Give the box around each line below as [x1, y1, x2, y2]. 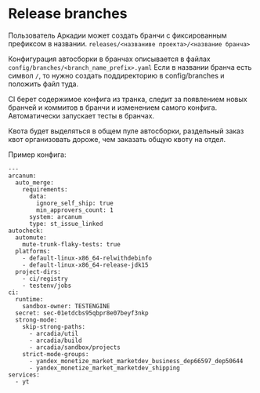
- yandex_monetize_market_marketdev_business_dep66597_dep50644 [28, 357, 244, 365]
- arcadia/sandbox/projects [28, 343, 121, 351]
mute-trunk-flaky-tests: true [22, 240, 121, 248]
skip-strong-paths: [22, 322, 86, 330]
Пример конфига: [8, 150, 67, 159]
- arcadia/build [28, 337, 82, 344]
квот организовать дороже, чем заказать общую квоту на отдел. [8, 134, 226, 144]
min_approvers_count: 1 [36, 206, 114, 214]
